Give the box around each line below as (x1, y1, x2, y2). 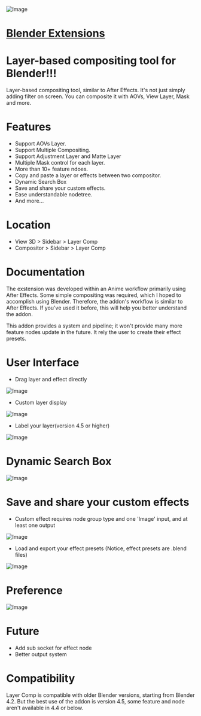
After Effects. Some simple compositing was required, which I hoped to (6, 291, 181, 299)
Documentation (6, 265, 86, 279)
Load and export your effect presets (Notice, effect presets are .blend (14, 545, 187, 552)
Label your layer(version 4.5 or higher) (14, 422, 110, 429)
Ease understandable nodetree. (14, 191, 93, 198)
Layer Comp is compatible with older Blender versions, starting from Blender (6, 691, 195, 699)
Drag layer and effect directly (14, 375, 87, 383)
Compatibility (6, 671, 75, 685)
